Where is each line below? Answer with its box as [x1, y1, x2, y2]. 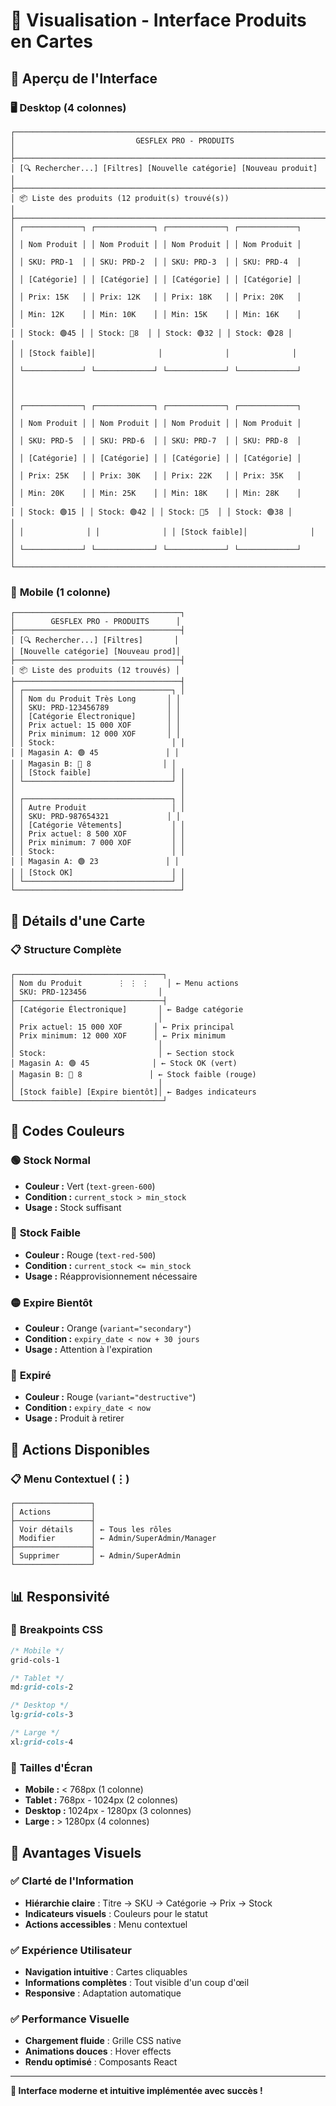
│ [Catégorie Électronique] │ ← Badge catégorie [10, 1004, 244, 1014]
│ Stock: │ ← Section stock [10, 1048, 235, 1058]
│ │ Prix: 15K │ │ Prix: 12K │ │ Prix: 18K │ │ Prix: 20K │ [10, 292, 302, 302]
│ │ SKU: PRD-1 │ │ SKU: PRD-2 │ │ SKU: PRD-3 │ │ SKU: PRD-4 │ [10, 257, 302, 267]
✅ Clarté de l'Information [10, 1874, 134, 1888]
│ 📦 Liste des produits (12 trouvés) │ [10, 665, 180, 676]
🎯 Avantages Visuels [10, 1844, 142, 1861]
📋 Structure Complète [10, 943, 122, 957]
